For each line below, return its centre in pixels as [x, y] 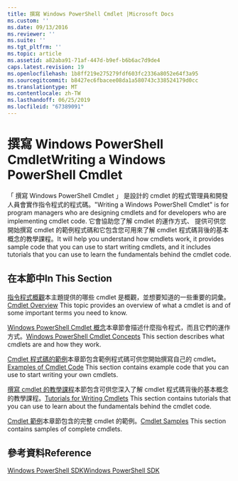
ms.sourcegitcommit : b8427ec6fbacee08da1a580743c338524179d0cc [103, 80]
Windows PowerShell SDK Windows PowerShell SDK [83, 470]
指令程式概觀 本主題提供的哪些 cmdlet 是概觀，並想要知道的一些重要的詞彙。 [119, 297]
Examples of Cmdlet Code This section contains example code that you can [118, 367]
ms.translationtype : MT [43, 87]
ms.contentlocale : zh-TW [44, 93]
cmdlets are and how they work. [54, 344]
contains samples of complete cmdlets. [65, 429]
